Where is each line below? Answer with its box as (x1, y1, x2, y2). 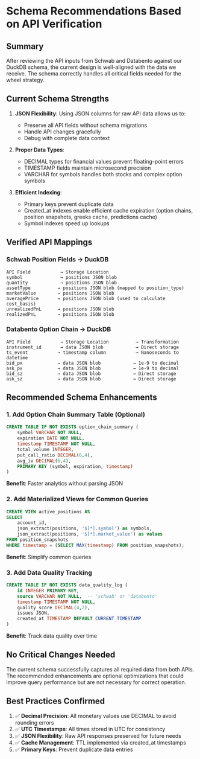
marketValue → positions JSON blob (6, 290, 114, 296)
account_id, (17, 520, 47, 526)
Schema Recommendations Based (6, 4, 182, 18)
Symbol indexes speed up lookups (23, 219, 110, 227)
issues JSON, (17, 610, 50, 616)
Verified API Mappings (6, 237, 93, 248)
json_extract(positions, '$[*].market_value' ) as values (17, 531, 163, 537)
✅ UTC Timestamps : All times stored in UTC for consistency (14, 725, 166, 732)
